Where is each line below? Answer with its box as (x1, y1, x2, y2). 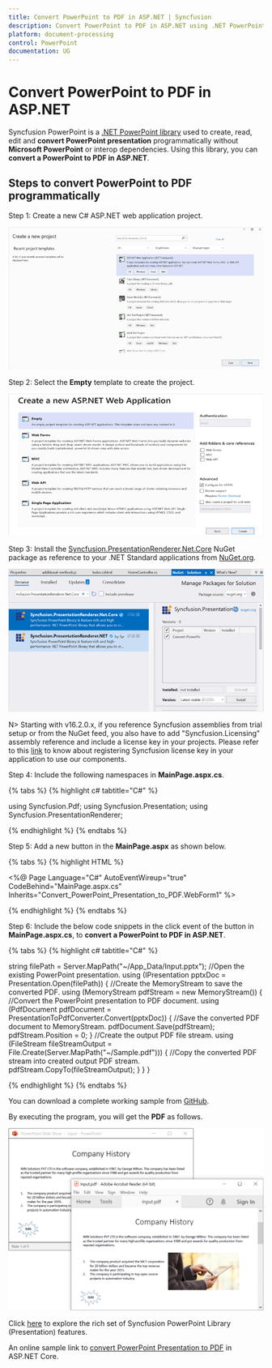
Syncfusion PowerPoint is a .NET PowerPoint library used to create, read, (8, 127, 253, 137)
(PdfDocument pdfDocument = (8, 1004, 112, 1014)
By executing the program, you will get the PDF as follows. (8, 1111, 203, 1122)
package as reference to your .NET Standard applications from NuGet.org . (8, 553, 257, 562)
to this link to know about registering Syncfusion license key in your (8, 746, 234, 755)
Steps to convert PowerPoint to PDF (8, 177, 193, 190)
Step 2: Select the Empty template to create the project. (8, 378, 195, 387)
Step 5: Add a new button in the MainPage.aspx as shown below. (8, 841, 227, 851)
